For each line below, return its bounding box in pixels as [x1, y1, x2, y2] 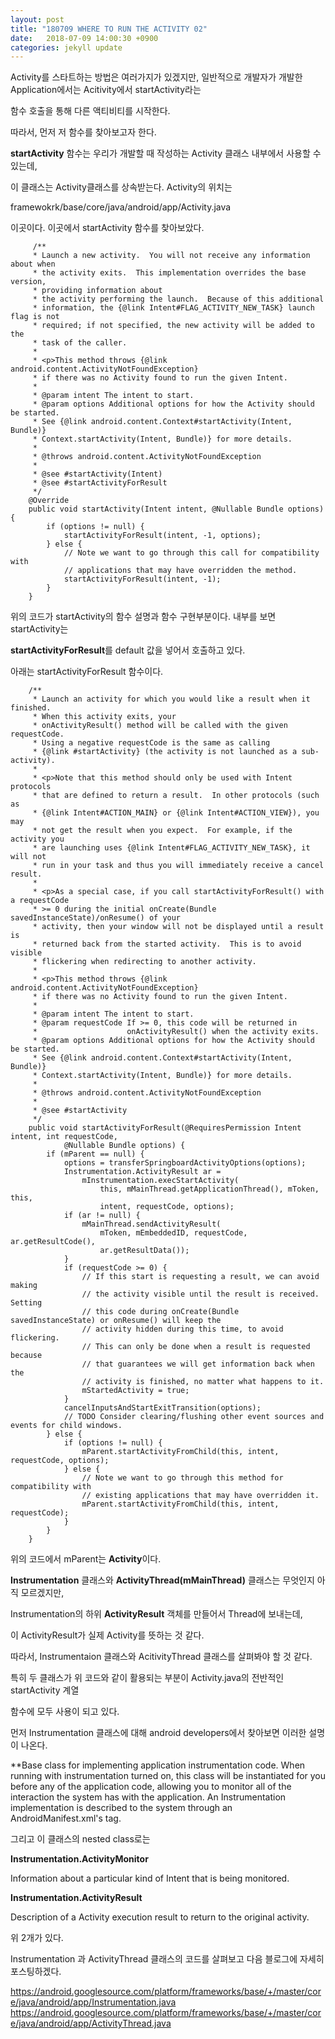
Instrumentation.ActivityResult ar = [63, 1167, 222, 1177]
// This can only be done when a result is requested [81, 1342, 311, 1352]
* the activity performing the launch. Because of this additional [32, 294, 325, 305]
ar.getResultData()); [99, 1246, 190, 1256]
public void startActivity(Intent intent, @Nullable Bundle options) [28, 504, 325, 515]
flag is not [10, 312, 60, 322]
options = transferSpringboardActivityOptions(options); [63, 1158, 307, 1168]
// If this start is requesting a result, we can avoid [81, 1272, 320, 1282]
